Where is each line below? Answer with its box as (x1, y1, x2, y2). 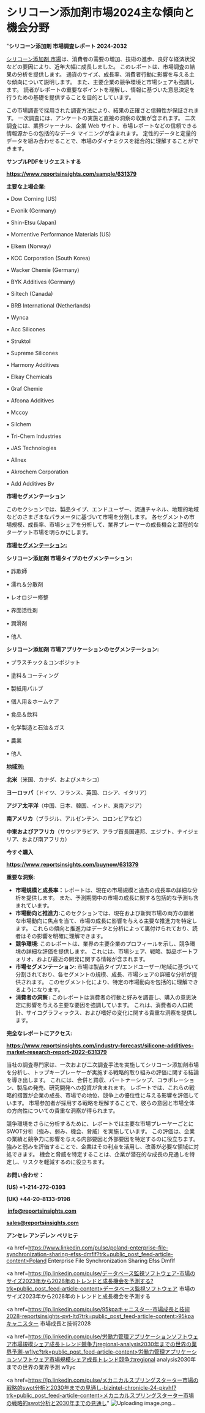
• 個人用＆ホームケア (6, 698, 59, 705)
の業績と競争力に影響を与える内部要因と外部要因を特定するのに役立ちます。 (6, 1135, 199, 1142)
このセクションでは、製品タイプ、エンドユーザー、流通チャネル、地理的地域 (6, 505, 199, 513)
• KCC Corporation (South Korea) (6, 254, 91, 262)
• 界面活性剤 (6, 606, 38, 614)
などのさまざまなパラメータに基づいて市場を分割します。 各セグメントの (6, 513, 190, 521)
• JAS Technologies (6, 444, 57, 451)
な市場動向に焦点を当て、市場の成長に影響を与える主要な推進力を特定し (15, 917, 198, 924)
